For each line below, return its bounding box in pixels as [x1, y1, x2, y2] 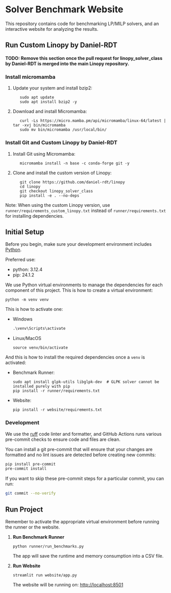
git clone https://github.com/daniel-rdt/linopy [19, 179, 125, 185]
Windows [12, 316, 33, 322]
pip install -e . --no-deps [19, 193, 80, 198]
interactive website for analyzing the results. [5, 26, 99, 32]
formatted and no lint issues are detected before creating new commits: [5, 452, 156, 458]
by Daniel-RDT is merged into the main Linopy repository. [5, 60, 129, 67]
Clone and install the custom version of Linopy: [12, 170, 112, 176]
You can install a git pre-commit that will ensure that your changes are [5, 446, 153, 452]
